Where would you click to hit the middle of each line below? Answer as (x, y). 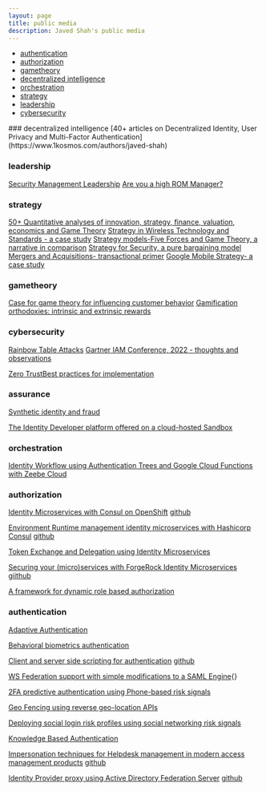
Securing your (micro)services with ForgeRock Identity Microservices (123, 567)
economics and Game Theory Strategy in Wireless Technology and (119, 230)
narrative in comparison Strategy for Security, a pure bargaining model (125, 247)
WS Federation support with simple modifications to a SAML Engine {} (123, 676)
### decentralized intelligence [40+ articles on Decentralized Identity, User (133, 128)
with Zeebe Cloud (38, 474)
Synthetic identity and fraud (54, 412)
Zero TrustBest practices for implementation (81, 373)
